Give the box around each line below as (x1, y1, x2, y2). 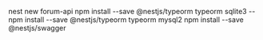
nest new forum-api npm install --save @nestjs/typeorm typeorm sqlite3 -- (8, 7, 256, 16)
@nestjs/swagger (8, 24, 66, 32)
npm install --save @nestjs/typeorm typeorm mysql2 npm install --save (8, 15, 244, 24)
